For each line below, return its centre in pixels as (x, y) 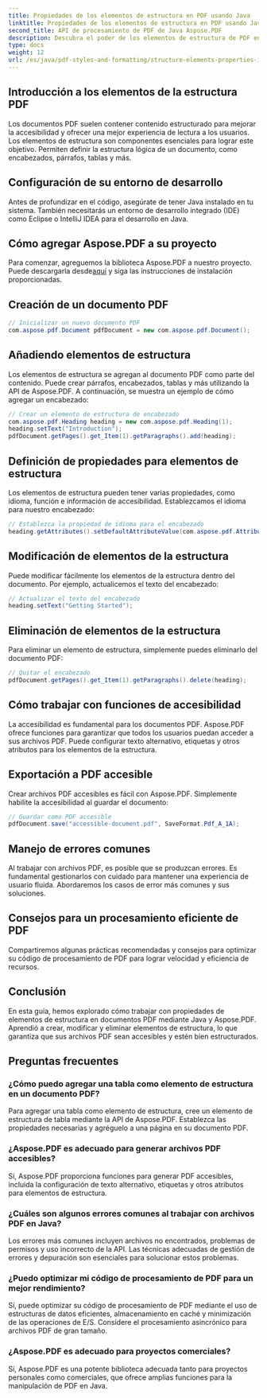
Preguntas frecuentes (64, 1061)
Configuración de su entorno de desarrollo (116, 183)
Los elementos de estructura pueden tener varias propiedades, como (122, 493)
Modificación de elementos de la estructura (118, 556)
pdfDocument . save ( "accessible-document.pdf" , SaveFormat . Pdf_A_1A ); (124, 824)
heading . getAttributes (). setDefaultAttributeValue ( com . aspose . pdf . (122, 531)
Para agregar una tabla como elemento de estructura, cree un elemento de (130, 1111)
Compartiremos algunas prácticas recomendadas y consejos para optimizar (132, 949)
